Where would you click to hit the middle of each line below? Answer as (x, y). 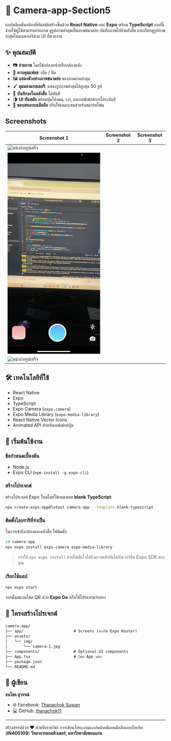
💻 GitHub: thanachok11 (37, 711)
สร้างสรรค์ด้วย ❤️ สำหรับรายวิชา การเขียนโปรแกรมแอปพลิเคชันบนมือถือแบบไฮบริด (74, 728)
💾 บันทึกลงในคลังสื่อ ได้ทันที (36, 93)
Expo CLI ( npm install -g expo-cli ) (51, 472)
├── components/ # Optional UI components (67, 651)
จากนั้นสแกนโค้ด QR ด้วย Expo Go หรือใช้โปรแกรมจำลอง (55, 597)
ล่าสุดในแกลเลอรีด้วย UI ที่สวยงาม (34, 36)
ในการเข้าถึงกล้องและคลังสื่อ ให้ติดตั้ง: (36, 531)
